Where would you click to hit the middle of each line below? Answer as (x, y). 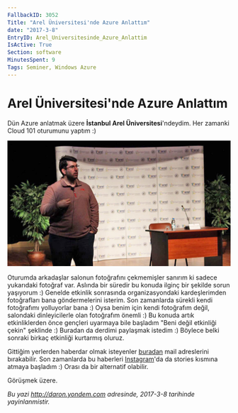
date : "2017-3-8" (33, 30)
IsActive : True (30, 45)
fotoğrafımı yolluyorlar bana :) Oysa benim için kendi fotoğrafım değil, (109, 308)
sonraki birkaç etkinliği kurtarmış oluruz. (66, 338)
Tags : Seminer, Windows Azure (52, 67)
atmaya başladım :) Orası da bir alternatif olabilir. (78, 367)
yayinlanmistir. (29, 402)
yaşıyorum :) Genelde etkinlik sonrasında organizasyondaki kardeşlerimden (117, 293)
